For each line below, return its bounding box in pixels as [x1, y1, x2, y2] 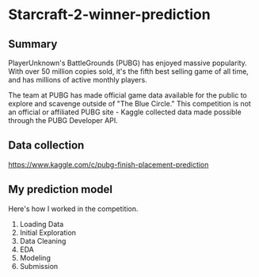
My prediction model [8, 183, 113, 196]
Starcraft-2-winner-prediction [8, 6, 211, 24]
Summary [8, 37, 58, 51]
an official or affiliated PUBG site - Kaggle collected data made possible [8, 107, 242, 117]
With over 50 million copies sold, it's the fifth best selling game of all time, [8, 67, 249, 76]
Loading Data [19, 219, 64, 229]
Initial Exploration [19, 228, 77, 237]
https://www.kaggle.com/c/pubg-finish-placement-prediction [8, 160, 209, 169]
